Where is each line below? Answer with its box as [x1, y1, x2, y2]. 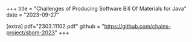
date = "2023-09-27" [6, 11, 60, 18]
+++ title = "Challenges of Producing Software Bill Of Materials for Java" [6, 5, 187, 12]
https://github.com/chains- [104, 23, 171, 30]
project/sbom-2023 [6, 29, 56, 36]
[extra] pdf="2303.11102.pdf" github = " [6, 23, 104, 30]
